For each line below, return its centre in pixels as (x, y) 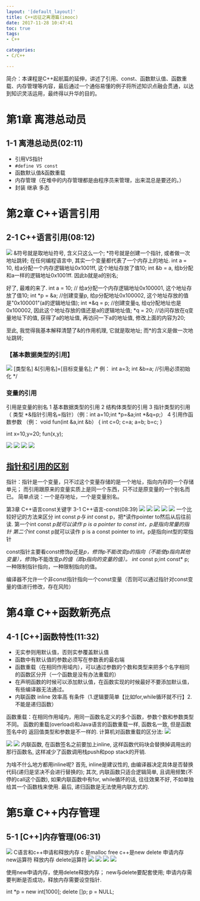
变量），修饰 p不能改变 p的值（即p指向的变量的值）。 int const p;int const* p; (98, 559)
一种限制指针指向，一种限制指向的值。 (53, 567)
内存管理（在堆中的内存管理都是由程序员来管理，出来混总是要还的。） (99, 180)
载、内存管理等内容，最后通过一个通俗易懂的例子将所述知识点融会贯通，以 (97, 86)
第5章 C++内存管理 (53, 813)
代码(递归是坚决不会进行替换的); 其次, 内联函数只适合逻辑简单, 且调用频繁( (97, 772)
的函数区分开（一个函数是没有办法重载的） (67, 675)
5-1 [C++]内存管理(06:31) (54, 837)
